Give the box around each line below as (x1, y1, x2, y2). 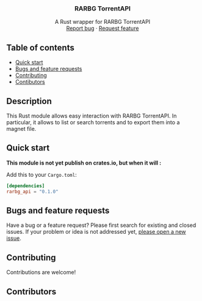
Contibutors (15, 78, 46, 86)
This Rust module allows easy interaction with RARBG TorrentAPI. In (6, 112, 177, 119)
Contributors (6, 286, 57, 297)
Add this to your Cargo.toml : (6, 171, 78, 178)
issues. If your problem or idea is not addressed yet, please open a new (6, 228, 186, 236)
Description (6, 96, 52, 106)
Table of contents (6, 42, 74, 53)
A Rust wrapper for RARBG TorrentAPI (54, 18, 151, 26)
